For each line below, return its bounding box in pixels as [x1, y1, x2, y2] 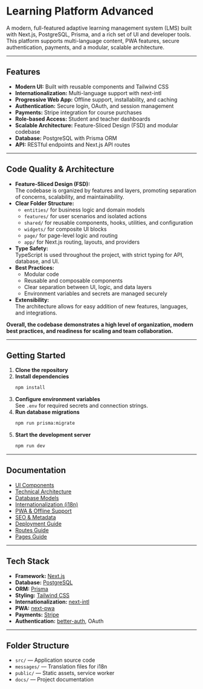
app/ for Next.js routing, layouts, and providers [24, 238, 140, 245]
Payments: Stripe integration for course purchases [14, 108, 142, 116]
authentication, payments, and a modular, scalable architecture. [6, 44, 165, 51]
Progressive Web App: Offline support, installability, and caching [14, 96, 178, 103]
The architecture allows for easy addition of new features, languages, [14, 302, 188, 310]
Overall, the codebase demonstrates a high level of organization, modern [6, 321, 193, 328]
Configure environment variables [14, 396, 101, 403]
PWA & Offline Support [14, 507, 72, 514]
